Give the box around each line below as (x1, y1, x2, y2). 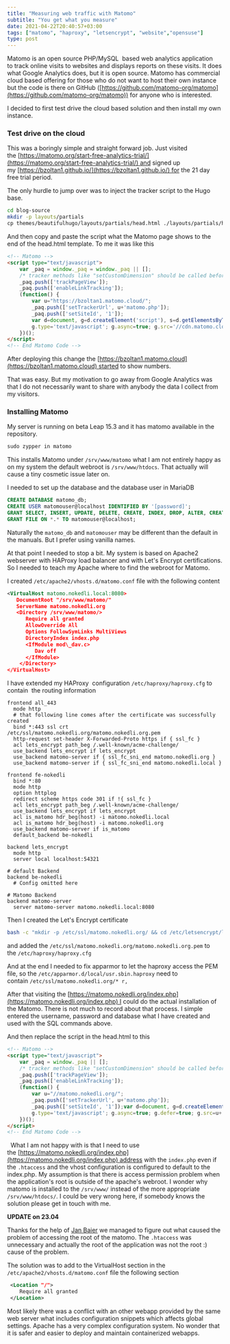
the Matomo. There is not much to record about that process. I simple (7, 1005, 203, 1013)
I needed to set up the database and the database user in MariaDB (7, 483, 194, 491)
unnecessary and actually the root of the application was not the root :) (7, 1240, 207, 1249)
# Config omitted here (13, 880, 78, 887)
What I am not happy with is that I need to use (10, 1141, 140, 1150)
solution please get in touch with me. (7, 1199, 111, 1208)
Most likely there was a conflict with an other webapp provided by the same (7, 1307, 221, 1315)
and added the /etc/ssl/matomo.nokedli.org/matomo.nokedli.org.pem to (7, 942, 211, 950)
